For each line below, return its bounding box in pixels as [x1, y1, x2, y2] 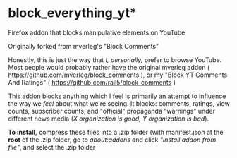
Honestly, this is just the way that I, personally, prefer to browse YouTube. [8, 55, 222, 64]
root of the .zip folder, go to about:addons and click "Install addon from [8, 135, 217, 144]
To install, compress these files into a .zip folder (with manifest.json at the [8, 128, 224, 136]
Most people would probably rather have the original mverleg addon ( [8, 63, 210, 71]
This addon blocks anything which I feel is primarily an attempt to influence [8, 92, 226, 100]
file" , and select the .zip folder [8, 142, 96, 151]
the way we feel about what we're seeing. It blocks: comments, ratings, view [8, 99, 230, 107]
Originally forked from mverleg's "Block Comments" [8, 42, 159, 50]
